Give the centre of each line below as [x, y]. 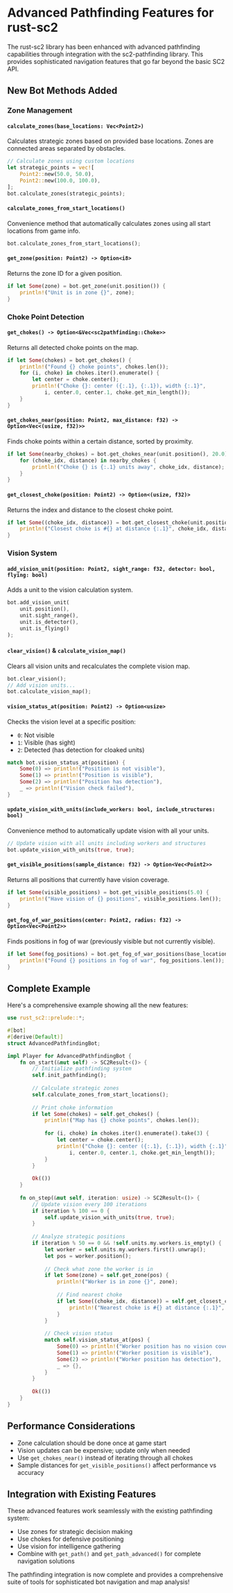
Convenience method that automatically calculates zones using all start [109, 223]
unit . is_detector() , [49, 622]
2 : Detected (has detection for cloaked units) [81, 750]
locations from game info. [44, 231]
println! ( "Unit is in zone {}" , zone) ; [77, 292]
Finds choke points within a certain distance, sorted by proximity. [100, 441]
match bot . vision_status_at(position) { [67, 762]
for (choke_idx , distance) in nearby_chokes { [88, 460]
